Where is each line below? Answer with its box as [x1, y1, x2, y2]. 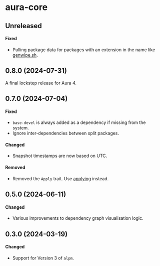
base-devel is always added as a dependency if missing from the [12, 119, 146, 125]
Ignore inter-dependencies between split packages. [12, 130, 119, 137]
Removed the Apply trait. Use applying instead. [12, 175, 109, 182]
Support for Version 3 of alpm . [12, 255, 74, 261]
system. [12, 125, 29, 131]
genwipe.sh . [12, 52, 38, 58]
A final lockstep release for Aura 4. [5, 80, 76, 86]
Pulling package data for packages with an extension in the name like [12, 47, 155, 53]
